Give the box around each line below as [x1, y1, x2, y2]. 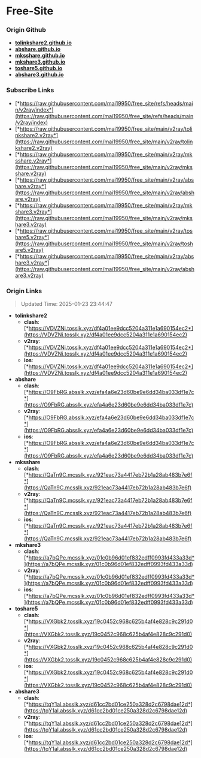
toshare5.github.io [14, 65, 63, 72]
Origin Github [6, 26, 47, 34]
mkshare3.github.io [14, 58, 66, 65]
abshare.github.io [14, 46, 61, 53]
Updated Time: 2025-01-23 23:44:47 [20, 300, 112, 308]
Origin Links [6, 287, 42, 295]
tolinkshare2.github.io [14, 39, 72, 46]
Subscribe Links [6, 86, 54, 94]
